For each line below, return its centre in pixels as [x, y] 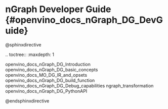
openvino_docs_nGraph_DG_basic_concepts [52, 70]
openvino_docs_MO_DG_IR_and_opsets [46, 75]
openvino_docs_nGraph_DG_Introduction [48, 64]
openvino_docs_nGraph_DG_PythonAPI [46, 91]
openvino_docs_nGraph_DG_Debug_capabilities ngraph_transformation [79, 86]
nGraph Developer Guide [58, 9]
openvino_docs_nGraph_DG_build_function [50, 80]
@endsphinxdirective [27, 101]
